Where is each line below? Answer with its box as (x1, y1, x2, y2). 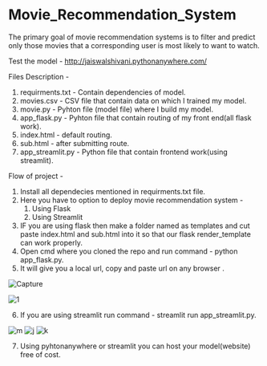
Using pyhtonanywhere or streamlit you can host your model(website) (19, 341, 251, 351)
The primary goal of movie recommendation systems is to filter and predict (8, 32, 256, 42)
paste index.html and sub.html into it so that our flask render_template (19, 229, 251, 238)
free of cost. (19, 349, 62, 359)
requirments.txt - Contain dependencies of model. (19, 87, 186, 97)
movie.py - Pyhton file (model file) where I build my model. (19, 104, 214, 114)
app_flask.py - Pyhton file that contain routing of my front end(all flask (19, 112, 252, 122)
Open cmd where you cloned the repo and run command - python (19, 246, 238, 256)
